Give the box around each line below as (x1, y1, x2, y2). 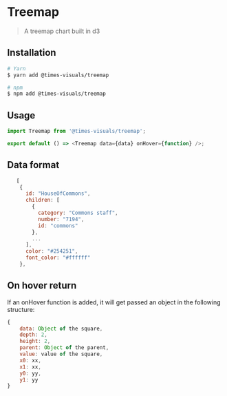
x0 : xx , (19, 357, 41, 364)
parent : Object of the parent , (19, 344, 109, 351)
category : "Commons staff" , (37, 209, 118, 216)
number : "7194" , (37, 216, 85, 222)
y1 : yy (19, 376, 39, 383)
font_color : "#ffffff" (25, 254, 91, 262)
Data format (7, 159, 60, 171)
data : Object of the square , (19, 325, 103, 332)
